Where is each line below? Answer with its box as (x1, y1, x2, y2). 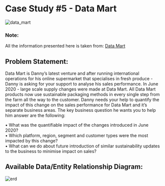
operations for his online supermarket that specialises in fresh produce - (5, 76, 153, 82)
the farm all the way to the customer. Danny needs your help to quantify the (5, 97, 160, 103)
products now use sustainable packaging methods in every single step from (5, 92, 160, 97)
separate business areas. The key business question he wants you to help (5, 107, 156, 113)
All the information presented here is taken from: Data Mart (5, 43, 125, 49)
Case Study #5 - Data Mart (5, 3, 117, 14)
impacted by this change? (5, 138, 58, 144)
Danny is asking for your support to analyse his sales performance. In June (5, 81, 159, 87)
